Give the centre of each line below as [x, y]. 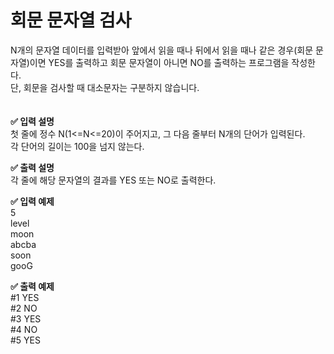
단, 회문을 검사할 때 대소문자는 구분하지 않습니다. [105, 87]
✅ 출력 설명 [32, 167]
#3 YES [26, 318]
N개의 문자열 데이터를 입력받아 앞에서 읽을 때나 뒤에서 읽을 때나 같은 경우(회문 [162, 50]
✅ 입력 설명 [32, 121]
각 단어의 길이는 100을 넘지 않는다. [77, 146]
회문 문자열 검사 [71, 20]
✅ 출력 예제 [32, 286]
